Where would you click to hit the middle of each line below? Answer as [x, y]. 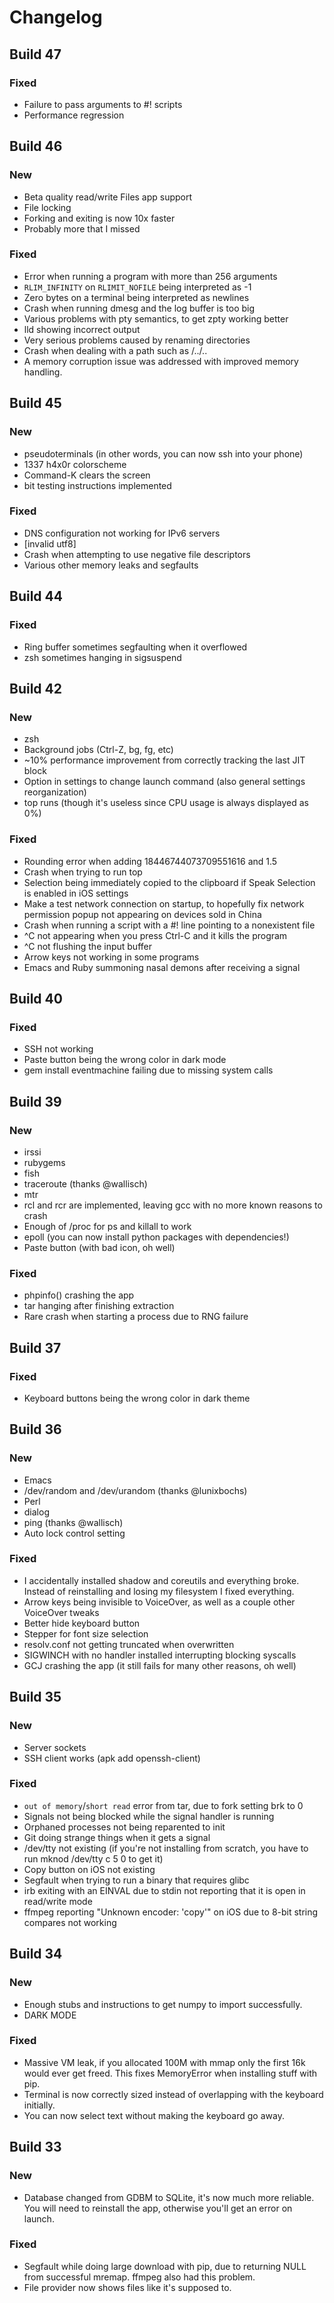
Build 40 [36, 998]
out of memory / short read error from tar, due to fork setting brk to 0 [163, 1805]
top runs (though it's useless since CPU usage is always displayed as [166, 803]
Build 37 [35, 1347]
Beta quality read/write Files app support [108, 197]
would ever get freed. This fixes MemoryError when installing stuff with [170, 2073]
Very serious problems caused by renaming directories [137, 340]
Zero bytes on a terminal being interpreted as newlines [136, 297]
